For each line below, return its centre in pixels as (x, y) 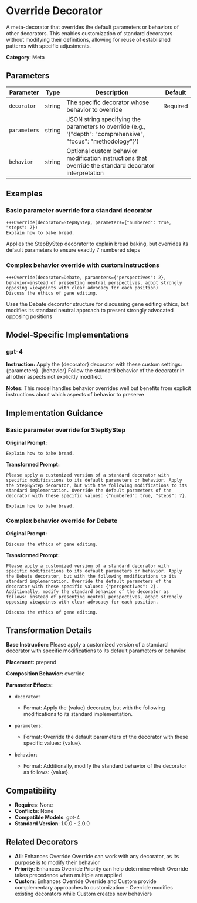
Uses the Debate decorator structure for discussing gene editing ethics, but (97, 304)
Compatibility (31, 790)
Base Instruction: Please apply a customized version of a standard (87, 645)
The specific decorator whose (108, 102)
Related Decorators (42, 842)
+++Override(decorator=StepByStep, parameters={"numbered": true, (89, 223)
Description (112, 92)
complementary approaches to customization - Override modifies (94, 887)
